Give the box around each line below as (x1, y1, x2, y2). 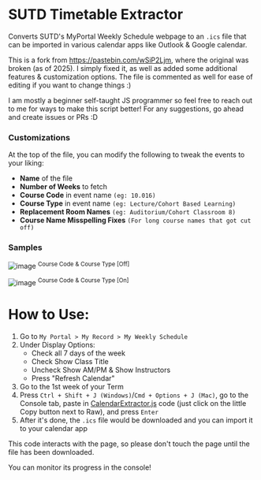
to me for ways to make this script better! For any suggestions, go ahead (8, 104, 244, 113)
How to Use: (8, 306, 90, 324)
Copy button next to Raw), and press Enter (19, 407, 159, 416)
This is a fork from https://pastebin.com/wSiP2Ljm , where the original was (8, 55, 249, 65)
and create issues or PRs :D (8, 112, 99, 121)
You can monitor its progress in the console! (8, 463, 151, 472)
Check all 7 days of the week (31, 348, 126, 358)
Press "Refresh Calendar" (31, 373, 116, 383)
